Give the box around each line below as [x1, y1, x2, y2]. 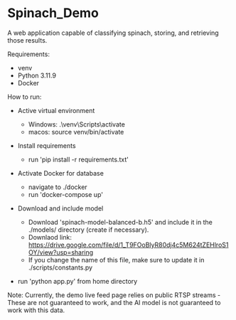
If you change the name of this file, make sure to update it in [28, 255, 205, 264]
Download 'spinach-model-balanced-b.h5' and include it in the [28, 218, 213, 226]
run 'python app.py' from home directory [17, 277, 138, 285]
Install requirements [17, 141, 76, 150]
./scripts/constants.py [28, 263, 93, 272]
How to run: [7, 92, 42, 101]
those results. [7, 36, 48, 44]
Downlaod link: [28, 233, 73, 241]
